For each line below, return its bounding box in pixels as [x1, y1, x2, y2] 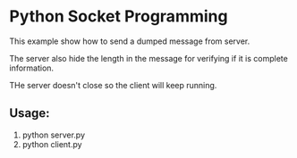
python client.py [21, 138, 82, 149]
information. [9, 62, 55, 73]
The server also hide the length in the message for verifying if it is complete [9, 53, 288, 63]
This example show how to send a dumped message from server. [9, 36, 250, 46]
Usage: [9, 105, 51, 121]
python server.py [21, 129, 86, 140]
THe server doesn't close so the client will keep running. [9, 79, 217, 90]
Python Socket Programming [9, 6, 228, 27]
